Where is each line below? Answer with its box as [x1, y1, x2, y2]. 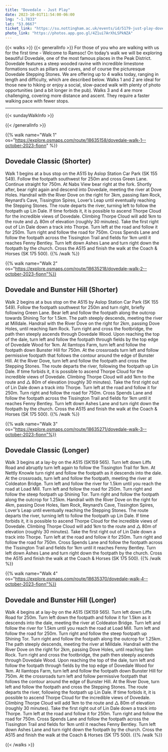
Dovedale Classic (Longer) [5, 446, 89, 455]
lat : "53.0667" [5, 21, 37, 27]
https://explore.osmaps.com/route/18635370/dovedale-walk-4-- [14, 576, 148, 582]
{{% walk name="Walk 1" [5, 132, 57, 138]
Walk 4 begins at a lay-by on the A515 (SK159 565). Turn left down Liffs [5, 609, 151, 615]
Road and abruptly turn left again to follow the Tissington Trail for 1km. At [5, 464, 155, 471]
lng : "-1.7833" [5, 17, 37, 22]
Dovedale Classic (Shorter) [5, 157, 91, 166]
